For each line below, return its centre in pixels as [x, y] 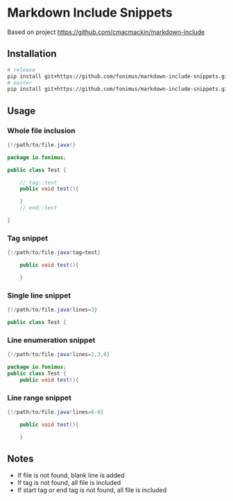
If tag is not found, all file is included [69, 483]
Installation [32, 54]
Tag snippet [28, 238]
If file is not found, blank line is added [71, 475]
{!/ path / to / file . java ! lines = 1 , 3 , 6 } [59, 355]
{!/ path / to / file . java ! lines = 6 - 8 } [55, 412]
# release [21, 70]
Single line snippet [39, 295]
